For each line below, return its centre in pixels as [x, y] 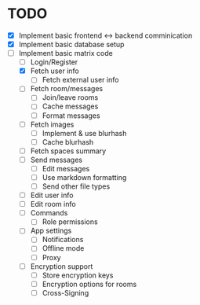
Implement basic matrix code [65, 53]
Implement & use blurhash [84, 133]
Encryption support [62, 266]
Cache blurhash [68, 141]
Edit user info [52, 195]
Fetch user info [55, 71]
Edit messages [66, 168]
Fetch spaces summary [68, 151]
